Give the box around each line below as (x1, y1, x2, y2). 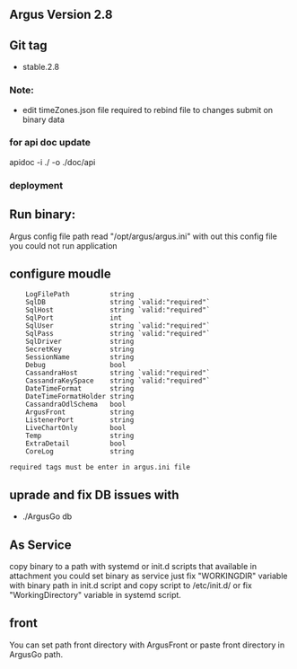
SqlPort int (25, 313, 123, 322)
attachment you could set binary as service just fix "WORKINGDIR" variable (9, 570, 288, 581)
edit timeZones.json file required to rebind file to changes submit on (22, 104, 274, 115)
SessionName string (25, 353, 135, 362)
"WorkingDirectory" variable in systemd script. (9, 589, 182, 600)
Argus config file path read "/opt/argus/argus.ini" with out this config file (9, 231, 278, 242)
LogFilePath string (25, 290, 135, 299)
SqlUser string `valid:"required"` (25, 321, 211, 330)
